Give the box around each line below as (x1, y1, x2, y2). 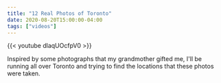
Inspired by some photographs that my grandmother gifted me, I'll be (7, 55, 202, 63)
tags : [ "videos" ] (7, 23, 57, 29)
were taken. (7, 69, 40, 78)
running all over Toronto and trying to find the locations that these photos (7, 62, 214, 71)
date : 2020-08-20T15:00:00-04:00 (7, 16, 103, 23)
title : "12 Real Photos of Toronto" (7, 10, 112, 17)
